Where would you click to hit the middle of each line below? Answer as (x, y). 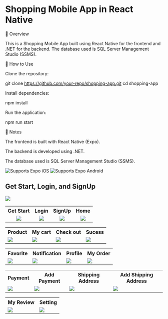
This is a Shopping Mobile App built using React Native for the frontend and (83, 43)
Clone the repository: (27, 73)
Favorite (18, 253)
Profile (74, 253)
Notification (47, 253)
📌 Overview (17, 34)
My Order (99, 253)
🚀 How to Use (19, 64)
